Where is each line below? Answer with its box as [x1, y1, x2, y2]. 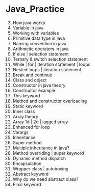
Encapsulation [12, 161, 42, 166]
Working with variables [12, 30, 59, 36]
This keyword [12, 92, 41, 99]
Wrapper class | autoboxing [12, 165, 69, 171]
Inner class [12, 108, 35, 114]
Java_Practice [5, 3, 65, 15]
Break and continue [12, 72, 52, 78]
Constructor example [12, 87, 55, 93]
